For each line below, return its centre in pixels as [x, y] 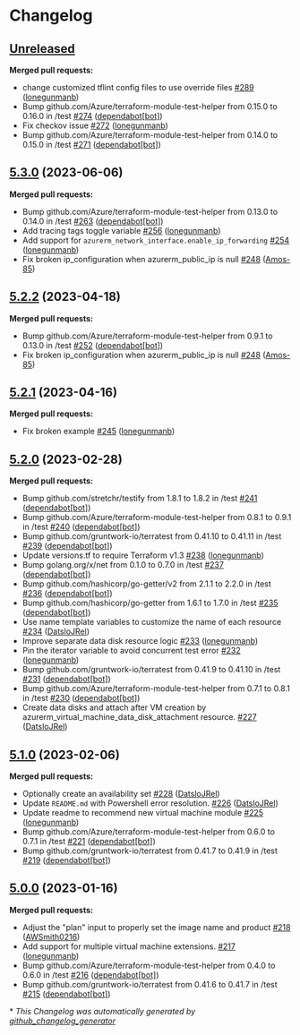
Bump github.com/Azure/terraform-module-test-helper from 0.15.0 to [150, 107]
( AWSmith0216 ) [51, 937]
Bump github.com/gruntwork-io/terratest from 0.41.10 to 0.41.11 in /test [152, 536]
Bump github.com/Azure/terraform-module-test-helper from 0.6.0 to [149, 832]
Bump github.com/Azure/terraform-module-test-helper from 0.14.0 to [150, 135]
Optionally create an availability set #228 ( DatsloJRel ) [121, 794]
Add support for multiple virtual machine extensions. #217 [129, 946]
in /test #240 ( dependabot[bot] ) [81, 527]
